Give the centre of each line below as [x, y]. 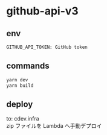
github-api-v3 [42, 11]
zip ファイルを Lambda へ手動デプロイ [54, 126]
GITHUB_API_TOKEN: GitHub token [47, 47]
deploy [20, 104]
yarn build [20, 86]
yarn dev [17, 80]
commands [28, 66]
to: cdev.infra [23, 119]
